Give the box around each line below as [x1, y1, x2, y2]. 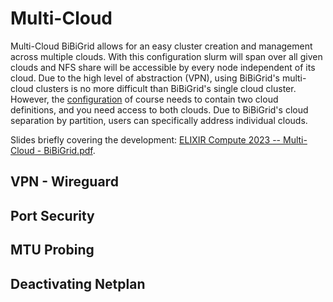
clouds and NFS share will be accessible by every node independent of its [10, 61, 316, 73]
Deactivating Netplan [10, 275, 146, 292]
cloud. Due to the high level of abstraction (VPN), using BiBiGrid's [10, 72, 280, 84]
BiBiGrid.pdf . [43, 144, 96, 156]
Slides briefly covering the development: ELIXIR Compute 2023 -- [10, 133, 282, 146]
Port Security [10, 207, 95, 224]
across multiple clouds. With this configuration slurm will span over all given [10, 50, 323, 62]
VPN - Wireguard [10, 173, 119, 191]
